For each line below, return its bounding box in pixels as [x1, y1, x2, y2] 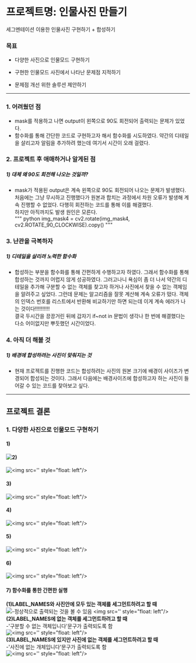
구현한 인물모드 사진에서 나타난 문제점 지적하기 [14, 69, 121, 76]
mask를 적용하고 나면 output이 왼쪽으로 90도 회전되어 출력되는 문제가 [14, 117, 174, 124]
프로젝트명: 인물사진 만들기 [6, 5, 127, 19]
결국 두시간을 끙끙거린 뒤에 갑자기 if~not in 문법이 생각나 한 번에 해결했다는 [14, 313, 185, 320]
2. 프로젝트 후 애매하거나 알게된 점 [6, 155, 96, 163]
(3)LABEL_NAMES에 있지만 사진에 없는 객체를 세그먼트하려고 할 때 [6, 636, 159, 643]
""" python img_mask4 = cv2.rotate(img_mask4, [14, 215, 130, 223]
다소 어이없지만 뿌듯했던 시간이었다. [14, 320, 96, 327]
